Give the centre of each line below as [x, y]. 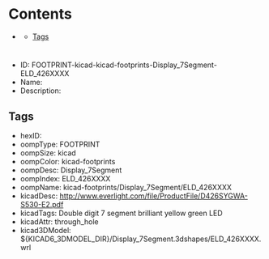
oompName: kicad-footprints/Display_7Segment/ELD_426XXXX [126, 187]
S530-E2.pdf [42, 204]
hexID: [31, 135]
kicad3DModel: [45, 230]
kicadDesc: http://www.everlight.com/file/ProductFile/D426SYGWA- [134, 196]
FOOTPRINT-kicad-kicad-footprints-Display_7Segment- [124, 65]
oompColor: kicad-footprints [68, 161]
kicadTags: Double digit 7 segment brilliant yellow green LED [121, 213]
